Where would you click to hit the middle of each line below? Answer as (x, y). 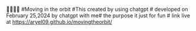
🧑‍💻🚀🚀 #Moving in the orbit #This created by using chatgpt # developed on (97, 9)
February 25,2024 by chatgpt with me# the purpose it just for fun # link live (98, 15)
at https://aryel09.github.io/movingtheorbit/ (59, 22)
